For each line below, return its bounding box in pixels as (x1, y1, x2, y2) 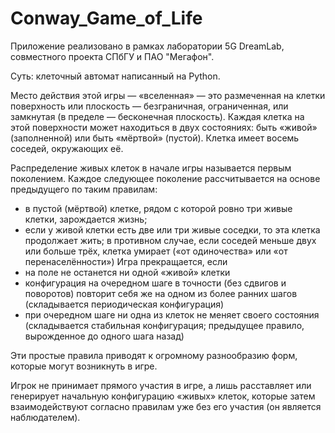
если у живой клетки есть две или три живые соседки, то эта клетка (24, 223, 321, 236)
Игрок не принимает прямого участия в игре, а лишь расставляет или (10, 379, 312, 391)
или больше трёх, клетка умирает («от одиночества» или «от (24, 245, 288, 257)
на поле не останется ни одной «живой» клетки (24, 266, 231, 278)
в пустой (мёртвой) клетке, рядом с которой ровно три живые (24, 202, 293, 214)
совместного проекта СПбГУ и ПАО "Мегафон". (10, 50, 215, 62)
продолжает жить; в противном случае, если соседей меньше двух (24, 234, 317, 246)
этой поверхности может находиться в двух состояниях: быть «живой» (10, 121, 318, 133)
